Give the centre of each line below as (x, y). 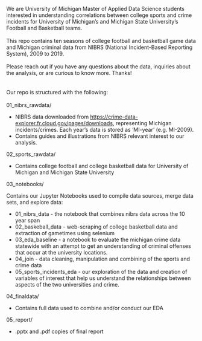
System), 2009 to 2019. (35, 54)
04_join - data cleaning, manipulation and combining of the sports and (103, 259)
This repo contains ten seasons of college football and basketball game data (101, 41)
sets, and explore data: (35, 202)
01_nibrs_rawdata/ (29, 105)
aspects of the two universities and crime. (67, 284)
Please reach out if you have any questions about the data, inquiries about (99, 67)
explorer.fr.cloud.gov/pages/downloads (64, 123)
